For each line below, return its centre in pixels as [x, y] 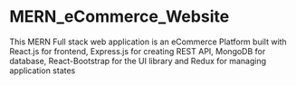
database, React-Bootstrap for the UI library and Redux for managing [138, 61]
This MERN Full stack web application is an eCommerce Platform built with [148, 42]
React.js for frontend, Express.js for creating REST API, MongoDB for [138, 51]
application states [43, 71]
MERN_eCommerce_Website [119, 17]
